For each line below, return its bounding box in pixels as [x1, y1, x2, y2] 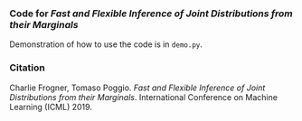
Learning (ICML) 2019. [9, 101, 93, 112]
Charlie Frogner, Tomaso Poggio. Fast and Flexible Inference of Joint [9, 82, 266, 93]
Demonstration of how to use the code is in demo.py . [9, 39, 203, 50]
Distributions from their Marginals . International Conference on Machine [9, 91, 278, 102]
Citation [9, 61, 45, 74]
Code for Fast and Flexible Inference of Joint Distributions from [9, 7, 294, 20]
